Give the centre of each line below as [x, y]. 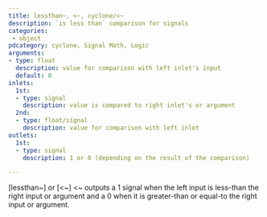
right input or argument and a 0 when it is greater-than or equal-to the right [133, 196]
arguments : [27, 53]
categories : [28, 31]
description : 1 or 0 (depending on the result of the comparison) [136, 158]
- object [27, 38]
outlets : [23, 135]
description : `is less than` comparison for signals [99, 23]
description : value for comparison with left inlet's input [118, 68]
